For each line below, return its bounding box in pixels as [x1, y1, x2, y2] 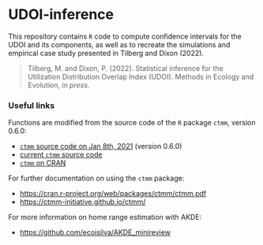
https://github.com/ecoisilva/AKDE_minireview [19, 228, 171, 237]
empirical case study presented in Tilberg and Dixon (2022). [8, 48, 204, 58]
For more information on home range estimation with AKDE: [8, 213, 202, 222]
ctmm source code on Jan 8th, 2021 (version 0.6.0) [19, 142, 182, 151]
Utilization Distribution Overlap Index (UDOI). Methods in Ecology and [27, 72, 254, 81]
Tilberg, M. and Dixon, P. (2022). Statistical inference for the [27, 63, 224, 72]
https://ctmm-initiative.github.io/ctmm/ [19, 197, 146, 206]
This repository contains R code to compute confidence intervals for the [8, 32, 242, 41]
